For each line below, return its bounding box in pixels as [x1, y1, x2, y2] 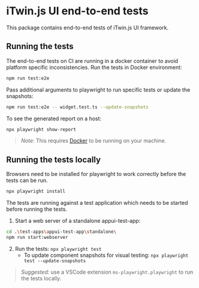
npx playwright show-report [6, 126, 77, 132]
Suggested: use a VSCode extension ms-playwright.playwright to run [20, 268, 194, 275]
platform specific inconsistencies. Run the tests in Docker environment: [6, 63, 182, 71]
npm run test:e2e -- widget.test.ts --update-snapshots [6, 104, 149, 110]
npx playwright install [6, 189, 66, 195]
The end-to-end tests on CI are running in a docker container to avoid [6, 57, 179, 64]
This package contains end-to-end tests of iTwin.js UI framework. [6, 24, 169, 31]
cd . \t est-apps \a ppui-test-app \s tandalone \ [6, 229, 117, 235]
